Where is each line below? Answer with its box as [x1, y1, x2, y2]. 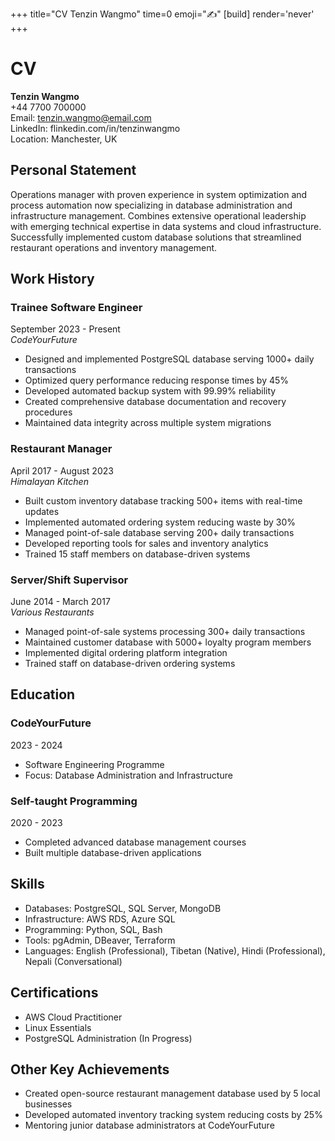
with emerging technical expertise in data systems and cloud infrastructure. [10, 220, 322, 232]
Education [10, 686, 76, 703]
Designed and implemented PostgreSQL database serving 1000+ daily [24, 353, 315, 365]
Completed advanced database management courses [24, 836, 247, 848]
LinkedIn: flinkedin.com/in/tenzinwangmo [10, 122, 181, 134]
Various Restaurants [10, 606, 95, 618]
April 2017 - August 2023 [10, 464, 114, 477]
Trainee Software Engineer [10, 301, 143, 315]
